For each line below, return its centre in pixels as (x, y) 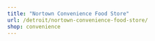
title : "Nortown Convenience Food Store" (68, 14)
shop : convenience (34, 26)
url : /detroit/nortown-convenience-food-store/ (78, 20)
